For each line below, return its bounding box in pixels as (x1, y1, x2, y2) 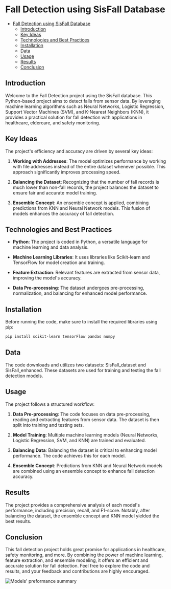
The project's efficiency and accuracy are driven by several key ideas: (5, 148, 153, 154)
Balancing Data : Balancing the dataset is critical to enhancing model (12, 447, 157, 453)
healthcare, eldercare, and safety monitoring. (5, 119, 101, 126)
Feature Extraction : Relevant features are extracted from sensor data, (12, 270, 160, 276)
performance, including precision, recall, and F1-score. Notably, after (5, 507, 151, 513)
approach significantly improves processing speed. (12, 169, 121, 175)
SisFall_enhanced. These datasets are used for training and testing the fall (5, 367, 161, 373)
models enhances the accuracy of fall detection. (12, 210, 115, 216)
